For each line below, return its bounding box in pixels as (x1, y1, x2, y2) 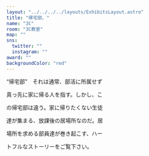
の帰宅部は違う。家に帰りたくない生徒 (6, 103, 103, 111)
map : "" (6, 32, 26, 38)
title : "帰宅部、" (6, 15, 50, 21)
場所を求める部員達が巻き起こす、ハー (6, 130, 103, 137)
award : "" (6, 54, 32, 61)
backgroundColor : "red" (6, 60, 67, 66)
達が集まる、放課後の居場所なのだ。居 (6, 117, 103, 124)
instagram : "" (12, 49, 48, 55)
